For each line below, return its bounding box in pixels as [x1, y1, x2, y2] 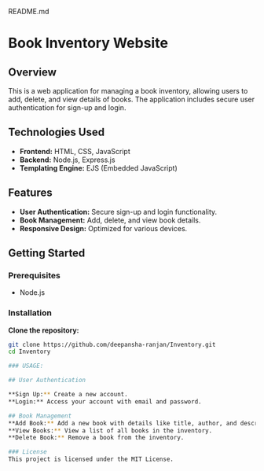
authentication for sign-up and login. [8, 103, 126, 112]
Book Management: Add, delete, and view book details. [19, 215, 201, 225]
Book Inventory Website [8, 35, 169, 52]
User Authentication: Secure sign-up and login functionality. [19, 207, 218, 216]
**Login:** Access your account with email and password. [8, 397, 202, 406]
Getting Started [8, 247, 86, 260]
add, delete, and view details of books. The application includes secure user [8, 94, 255, 104]
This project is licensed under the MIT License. [8, 455, 174, 463]
